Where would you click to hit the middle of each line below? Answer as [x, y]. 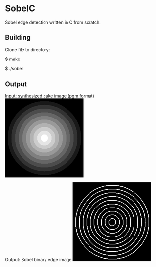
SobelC [20, 9]
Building [18, 38]
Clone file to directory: [28, 49]
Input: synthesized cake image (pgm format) [50, 96]
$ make [13, 59]
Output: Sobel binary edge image [38, 259]
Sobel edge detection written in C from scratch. [53, 22]
